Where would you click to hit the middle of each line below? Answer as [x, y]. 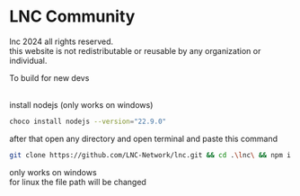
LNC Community [72, 17]
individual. [28, 60]
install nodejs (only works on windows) [81, 104]
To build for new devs [49, 77]
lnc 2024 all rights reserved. [62, 41]
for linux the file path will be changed [78, 182]
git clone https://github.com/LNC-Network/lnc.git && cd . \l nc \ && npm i [150, 155]
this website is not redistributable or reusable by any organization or [135, 50]
